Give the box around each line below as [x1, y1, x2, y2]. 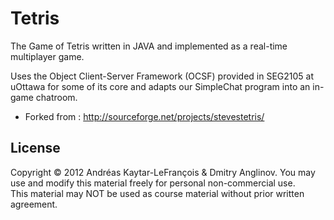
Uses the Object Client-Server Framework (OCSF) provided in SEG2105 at [10, 70, 315, 82]
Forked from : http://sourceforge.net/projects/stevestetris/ [24, 110, 265, 122]
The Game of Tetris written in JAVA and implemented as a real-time [10, 40, 288, 52]
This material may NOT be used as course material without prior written [10, 187, 305, 199]
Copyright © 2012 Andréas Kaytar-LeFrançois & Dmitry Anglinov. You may [10, 166, 316, 178]
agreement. [10, 198, 58, 210]
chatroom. [35, 91, 78, 103]
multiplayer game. [10, 50, 85, 62]
